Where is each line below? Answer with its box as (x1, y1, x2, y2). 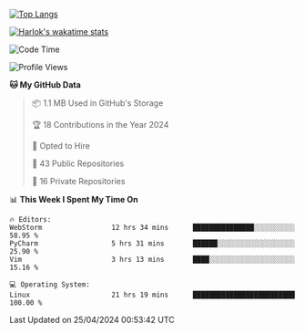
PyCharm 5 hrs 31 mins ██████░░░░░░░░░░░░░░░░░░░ (9, 239, 296, 248)
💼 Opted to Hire (31, 141, 91, 151)
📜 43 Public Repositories (31, 158, 125, 169)
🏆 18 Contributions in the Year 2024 (31, 120, 169, 130)
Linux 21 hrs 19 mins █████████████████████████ (9, 290, 296, 299)
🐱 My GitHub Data (9, 79, 82, 90)
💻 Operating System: (9, 280, 91, 289)
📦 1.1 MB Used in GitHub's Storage (31, 98, 164, 109)
